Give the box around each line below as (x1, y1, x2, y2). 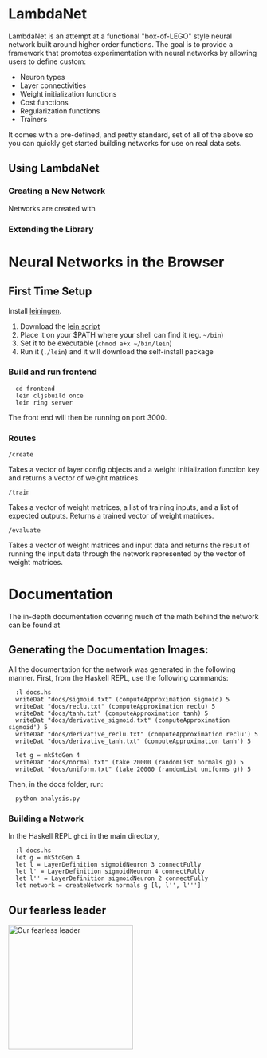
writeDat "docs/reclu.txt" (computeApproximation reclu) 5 (15, 702, 216, 710)
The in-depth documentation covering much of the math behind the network (8, 612, 259, 622)
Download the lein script (19, 321, 100, 331)
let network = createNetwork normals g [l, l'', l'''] (15, 882, 202, 890)
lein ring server (15, 398, 73, 407)
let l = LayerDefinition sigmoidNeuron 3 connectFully (15, 861, 202, 869)
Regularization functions (19, 105, 100, 116)
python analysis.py (15, 795, 80, 803)
